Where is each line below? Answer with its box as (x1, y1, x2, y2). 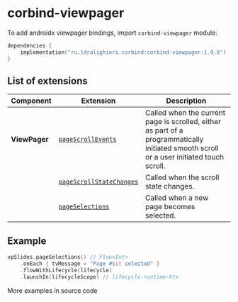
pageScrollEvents (58, 135, 117, 143)
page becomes (144, 202, 195, 212)
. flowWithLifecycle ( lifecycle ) (20, 267, 113, 274)
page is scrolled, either (144, 117, 222, 127)
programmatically (144, 135, 204, 145)
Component (11, 96, 52, 106)
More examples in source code (7, 286, 98, 295)
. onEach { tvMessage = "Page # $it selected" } (20, 260, 160, 267)
